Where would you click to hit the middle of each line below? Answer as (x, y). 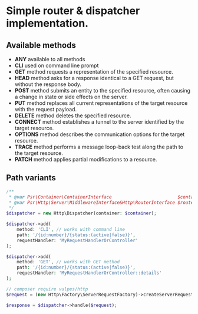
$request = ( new (26, 295)
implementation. (47, 23)
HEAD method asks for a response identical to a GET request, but (94, 78)
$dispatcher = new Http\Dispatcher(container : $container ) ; (82, 213)
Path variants (31, 178)
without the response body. (48, 84)
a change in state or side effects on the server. (71, 97)
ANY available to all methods (50, 59)
